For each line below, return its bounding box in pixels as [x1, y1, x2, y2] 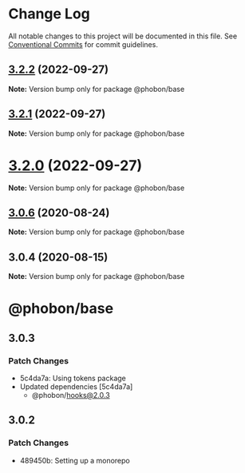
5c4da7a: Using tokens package [19, 373, 126, 383]
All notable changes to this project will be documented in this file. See [8, 31, 238, 41]
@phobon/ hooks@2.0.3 [31, 391, 110, 399]
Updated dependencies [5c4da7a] [19, 382, 133, 392]
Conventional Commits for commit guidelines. [8, 39, 158, 49]
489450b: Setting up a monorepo [19, 455, 130, 465]
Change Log [8, 5, 90, 23]
